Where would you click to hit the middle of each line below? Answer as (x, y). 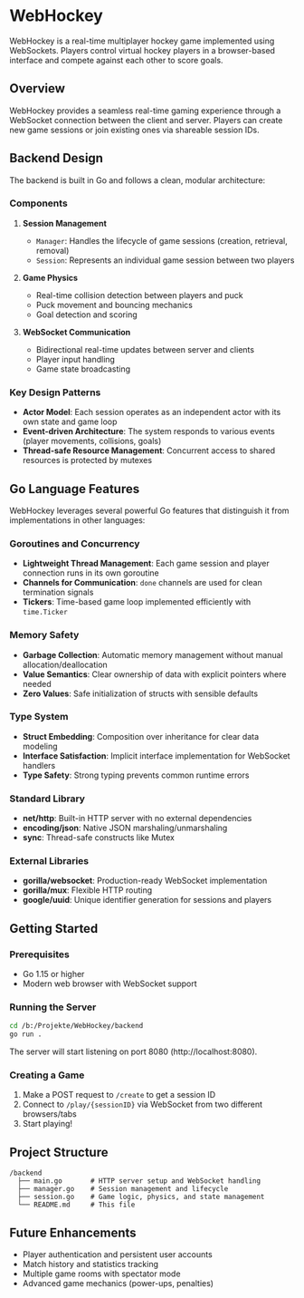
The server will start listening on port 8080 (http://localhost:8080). (133, 1051)
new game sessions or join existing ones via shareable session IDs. (134, 130)
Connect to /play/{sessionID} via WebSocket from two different (142, 1104)
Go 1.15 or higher (53, 974)
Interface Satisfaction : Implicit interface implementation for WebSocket (157, 756)
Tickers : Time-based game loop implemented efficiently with (137, 602)
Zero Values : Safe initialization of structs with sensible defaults (140, 693)
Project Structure (59, 1152)
